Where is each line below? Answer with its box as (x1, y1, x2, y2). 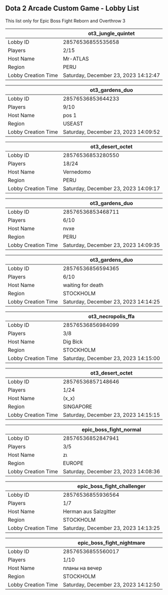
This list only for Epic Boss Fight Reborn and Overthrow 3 (5, 17, 126, 24)
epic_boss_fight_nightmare (77, 539, 146, 546)
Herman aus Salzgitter (63, 508, 116, 515)
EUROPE (63, 459, 84, 467)
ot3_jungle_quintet (88, 30, 135, 37)
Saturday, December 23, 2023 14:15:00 (63, 355, 160, 362)
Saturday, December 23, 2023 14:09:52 (63, 128, 160, 135)
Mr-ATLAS (63, 55, 89, 62)
